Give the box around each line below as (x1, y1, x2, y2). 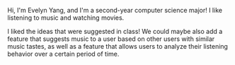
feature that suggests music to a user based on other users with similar (7, 35, 215, 43)
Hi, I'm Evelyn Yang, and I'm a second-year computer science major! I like (7, 6, 223, 14)
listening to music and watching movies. (7, 13, 125, 22)
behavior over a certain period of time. (7, 49, 120, 58)
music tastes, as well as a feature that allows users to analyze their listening (7, 42, 229, 50)
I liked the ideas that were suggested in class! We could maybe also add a (7, 28, 223, 35)
